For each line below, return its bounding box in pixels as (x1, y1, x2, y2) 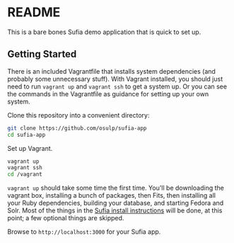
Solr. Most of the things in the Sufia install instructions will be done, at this (7, 206, 223, 215)
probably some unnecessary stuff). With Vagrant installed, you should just (7, 74, 223, 83)
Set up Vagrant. (7, 144, 53, 152)
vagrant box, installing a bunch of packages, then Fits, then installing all (7, 191, 216, 200)
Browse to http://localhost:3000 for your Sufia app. (7, 227, 161, 236)
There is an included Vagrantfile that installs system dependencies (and (7, 67, 216, 75)
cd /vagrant (7, 171, 42, 178)
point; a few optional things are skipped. (7, 214, 124, 222)
